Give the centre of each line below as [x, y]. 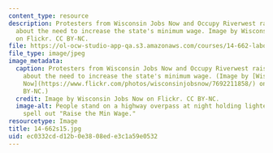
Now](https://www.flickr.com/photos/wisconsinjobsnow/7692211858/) [139, 83]
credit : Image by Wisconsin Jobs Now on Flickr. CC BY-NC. [118, 99]
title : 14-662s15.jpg [45, 129]
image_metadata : [36, 62]
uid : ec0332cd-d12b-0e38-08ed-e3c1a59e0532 [83, 136]
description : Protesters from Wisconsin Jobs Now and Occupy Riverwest [132, 23]
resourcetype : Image [43, 121]
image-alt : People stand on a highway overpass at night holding [129, 106]
